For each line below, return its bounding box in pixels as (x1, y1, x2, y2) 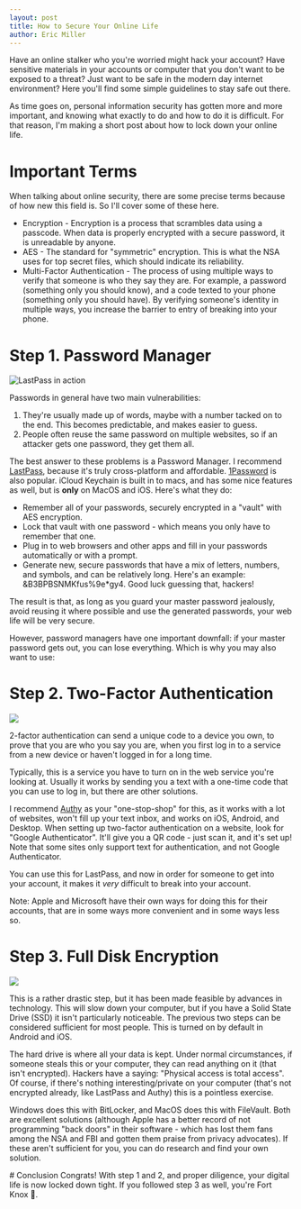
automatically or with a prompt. (22, 550, 138, 561)
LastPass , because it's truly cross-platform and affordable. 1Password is (9, 466, 277, 477)
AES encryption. (22, 512, 83, 523)
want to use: (9, 652, 56, 663)
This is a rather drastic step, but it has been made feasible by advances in (9, 993, 283, 1004)
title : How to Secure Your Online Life (9, 22, 159, 31)
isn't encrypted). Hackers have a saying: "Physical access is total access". (9, 1068, 285, 1079)
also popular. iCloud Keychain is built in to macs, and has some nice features (9, 475, 293, 486)
